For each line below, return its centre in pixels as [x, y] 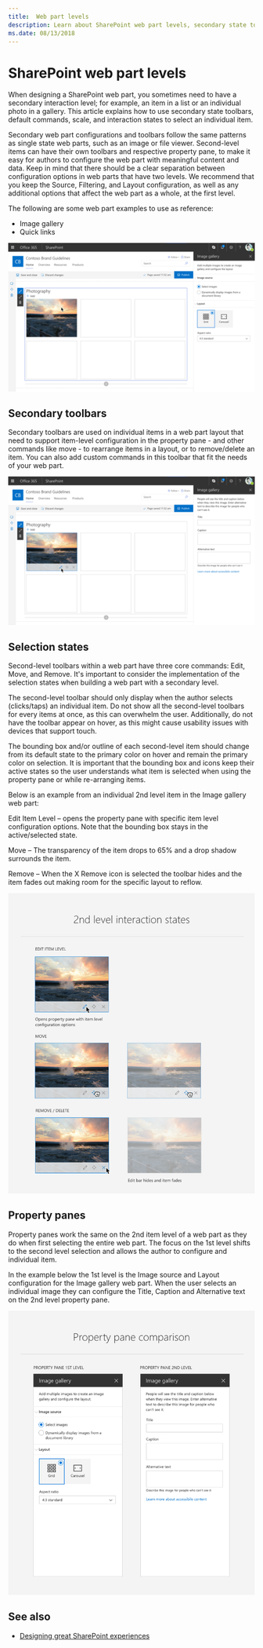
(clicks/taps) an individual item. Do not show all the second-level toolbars [126, 706]
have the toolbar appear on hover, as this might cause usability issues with [128, 723]
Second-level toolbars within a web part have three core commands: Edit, [126, 666]
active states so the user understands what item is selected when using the [130, 771]
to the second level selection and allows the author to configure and [117, 1251]
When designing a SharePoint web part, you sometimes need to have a [122, 95]
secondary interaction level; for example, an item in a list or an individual [124, 103]
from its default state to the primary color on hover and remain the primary [128, 755]
